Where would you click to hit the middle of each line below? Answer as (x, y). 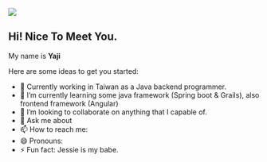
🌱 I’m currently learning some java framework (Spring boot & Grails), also (139, 94)
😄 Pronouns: (41, 141)
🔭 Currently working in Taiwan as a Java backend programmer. (123, 87)
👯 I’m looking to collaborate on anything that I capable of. (113, 112)
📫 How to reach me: (54, 129)
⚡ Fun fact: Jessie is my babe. (69, 149)
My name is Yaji (35, 56)
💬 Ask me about (46, 120)
